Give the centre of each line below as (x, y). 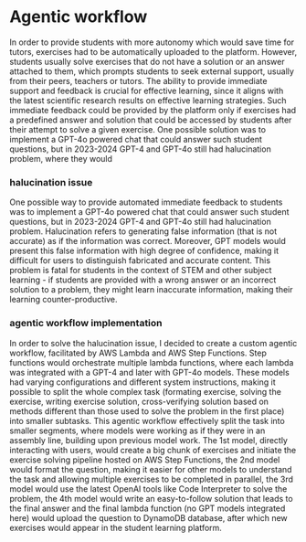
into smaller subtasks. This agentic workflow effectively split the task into (147, 420)
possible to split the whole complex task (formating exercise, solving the (145, 391)
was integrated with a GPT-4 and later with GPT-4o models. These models (149, 372)
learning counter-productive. (63, 300)
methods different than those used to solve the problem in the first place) (147, 411)
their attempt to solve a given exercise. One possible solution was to (138, 129)
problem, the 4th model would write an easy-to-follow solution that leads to (152, 498)
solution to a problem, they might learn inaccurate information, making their (152, 290)
